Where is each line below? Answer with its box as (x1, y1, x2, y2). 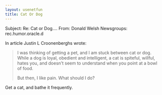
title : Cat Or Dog (5, 12, 43, 17)
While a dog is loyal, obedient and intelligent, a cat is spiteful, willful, (17, 55, 156, 61)
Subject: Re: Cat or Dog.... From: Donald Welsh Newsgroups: (5, 25, 128, 31)
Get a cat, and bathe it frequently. (5, 84, 73, 90)
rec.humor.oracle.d (5, 31, 44, 36)
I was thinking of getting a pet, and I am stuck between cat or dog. (17, 50, 152, 56)
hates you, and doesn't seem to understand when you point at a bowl (17, 60, 158, 66)
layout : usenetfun (5, 7, 43, 12)
